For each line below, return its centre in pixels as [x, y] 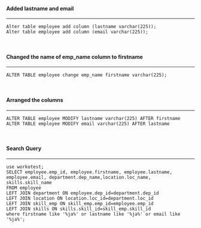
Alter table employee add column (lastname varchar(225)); [81, 27]
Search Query [24, 148]
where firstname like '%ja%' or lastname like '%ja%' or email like [93, 214]
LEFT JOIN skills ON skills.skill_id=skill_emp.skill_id [79, 209]
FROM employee [24, 188]
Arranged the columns [35, 100]
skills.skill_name [29, 182]
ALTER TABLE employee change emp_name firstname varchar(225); [87, 75]
